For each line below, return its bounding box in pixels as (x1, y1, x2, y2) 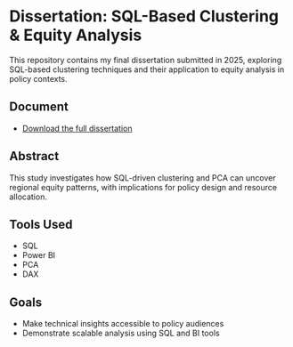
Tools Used (9, 216, 73, 232)
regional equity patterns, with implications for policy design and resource (9, 182, 278, 192)
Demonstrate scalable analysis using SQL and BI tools (21, 327, 220, 339)
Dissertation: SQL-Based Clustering (9, 6, 279, 27)
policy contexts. (9, 73, 69, 84)
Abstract (9, 149, 60, 164)
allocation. (9, 191, 47, 202)
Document (9, 100, 69, 115)
